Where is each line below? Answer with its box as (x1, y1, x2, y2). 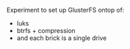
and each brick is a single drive (16, 34, 107, 42)
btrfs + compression (16, 27, 76, 35)
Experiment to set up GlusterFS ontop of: (6, 6, 124, 14)
